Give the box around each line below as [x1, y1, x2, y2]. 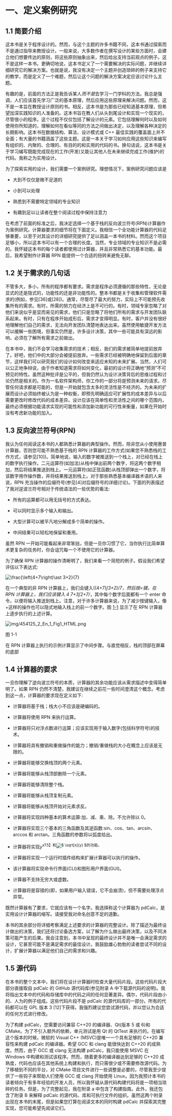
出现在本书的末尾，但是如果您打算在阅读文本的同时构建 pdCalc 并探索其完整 [5, 1099, 166, 1105]
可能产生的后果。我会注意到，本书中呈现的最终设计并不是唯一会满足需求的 [9, 935, 167, 941]
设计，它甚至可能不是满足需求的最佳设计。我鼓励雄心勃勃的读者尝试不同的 [5, 941, 162, 947]
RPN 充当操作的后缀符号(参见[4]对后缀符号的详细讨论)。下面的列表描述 [14, 479, 164, 485]
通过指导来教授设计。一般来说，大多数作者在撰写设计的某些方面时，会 [14, 48, 162, 54]
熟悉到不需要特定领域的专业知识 [12, 199, 80, 204]
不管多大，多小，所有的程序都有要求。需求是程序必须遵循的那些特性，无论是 [5, 283, 167, 289]
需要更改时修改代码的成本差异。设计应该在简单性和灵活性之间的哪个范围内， [5, 397, 167, 403]
